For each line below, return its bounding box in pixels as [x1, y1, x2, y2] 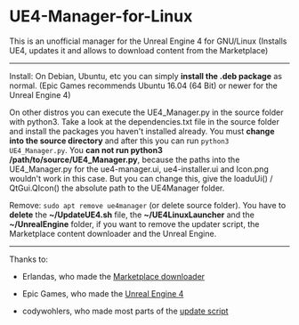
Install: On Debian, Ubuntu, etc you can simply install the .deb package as [9, 70, 283, 81]
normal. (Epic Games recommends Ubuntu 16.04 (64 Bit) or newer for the [9, 80, 279, 91]
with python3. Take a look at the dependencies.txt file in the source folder [9, 116, 280, 126]
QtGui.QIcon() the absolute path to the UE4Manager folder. [9, 183, 225, 193]
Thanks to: [9, 254, 49, 264]
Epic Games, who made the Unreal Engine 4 [21, 288, 184, 299]
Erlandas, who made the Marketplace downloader [21, 271, 206, 281]
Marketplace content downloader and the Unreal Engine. [9, 228, 217, 239]
